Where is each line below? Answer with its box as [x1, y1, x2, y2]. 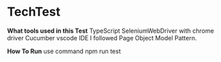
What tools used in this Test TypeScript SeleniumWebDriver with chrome [7, 27, 214, 35]
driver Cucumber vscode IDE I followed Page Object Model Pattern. [7, 33, 197, 42]
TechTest [7, 4, 61, 20]
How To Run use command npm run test [7, 47, 121, 55]
